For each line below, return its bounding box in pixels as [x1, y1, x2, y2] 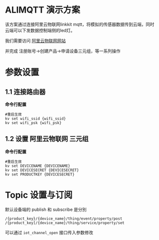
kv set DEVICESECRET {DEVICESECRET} [5, 168, 79, 173]
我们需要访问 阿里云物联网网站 [5, 37, 66, 44]
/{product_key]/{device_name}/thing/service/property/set [5, 220, 125, 225]
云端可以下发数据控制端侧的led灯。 [5, 27, 75, 33]
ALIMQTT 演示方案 [5, 4, 80, 16]
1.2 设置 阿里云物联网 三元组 [5, 135, 89, 143]
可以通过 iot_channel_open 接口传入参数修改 [5, 229, 94, 235]
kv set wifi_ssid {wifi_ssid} [5, 116, 66, 121]
